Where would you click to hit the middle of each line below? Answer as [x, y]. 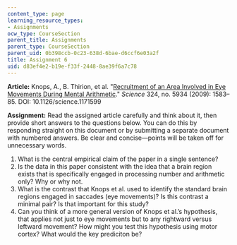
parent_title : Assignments [47, 40]
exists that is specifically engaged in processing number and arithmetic [121, 174]
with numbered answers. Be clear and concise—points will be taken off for [116, 138]
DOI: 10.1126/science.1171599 [60, 101]
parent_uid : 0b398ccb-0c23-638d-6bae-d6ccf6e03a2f [83, 54]
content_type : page [36, 14]
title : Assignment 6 [38, 60]
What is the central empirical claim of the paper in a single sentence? [118, 159]
